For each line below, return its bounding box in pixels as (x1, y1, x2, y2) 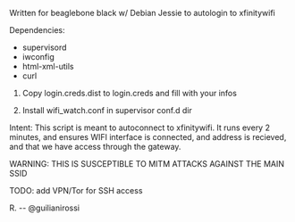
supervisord (21, 42, 67, 53)
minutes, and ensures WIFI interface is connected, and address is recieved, (9, 132, 287, 142)
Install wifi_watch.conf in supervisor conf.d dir (21, 105, 192, 115)
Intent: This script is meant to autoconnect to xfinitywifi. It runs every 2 (9, 122, 271, 133)
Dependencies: (9, 25, 65, 35)
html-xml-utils (21, 62, 74, 71)
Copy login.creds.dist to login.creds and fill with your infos (21, 88, 237, 98)
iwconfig (21, 52, 55, 62)
